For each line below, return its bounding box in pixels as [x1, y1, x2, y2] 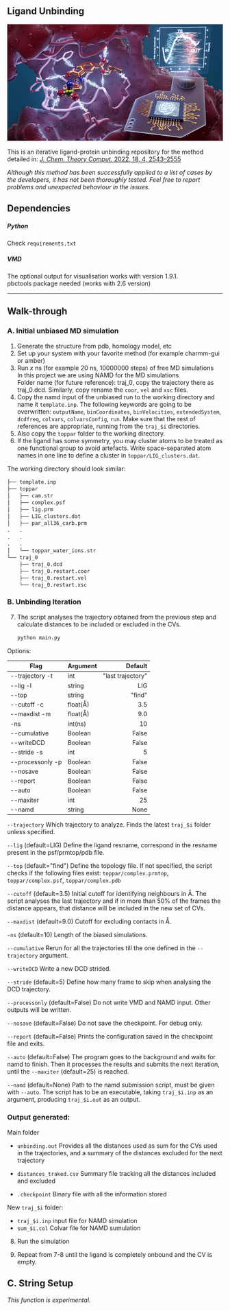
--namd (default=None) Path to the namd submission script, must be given [7, 1080, 215, 1089]
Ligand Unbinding [7, 5, 85, 17]
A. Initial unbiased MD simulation [7, 326, 119, 335]
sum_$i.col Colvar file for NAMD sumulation [16, 1224, 141, 1232]
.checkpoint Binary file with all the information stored [16, 1190, 167, 1198]
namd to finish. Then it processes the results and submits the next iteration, [7, 1060, 220, 1069]
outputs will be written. [7, 1006, 72, 1014]
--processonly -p [10, 757, 62, 766]
